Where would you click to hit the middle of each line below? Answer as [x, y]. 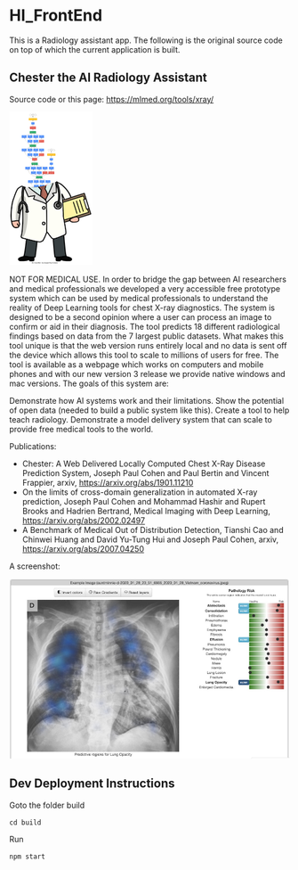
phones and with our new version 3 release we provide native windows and [148, 373]
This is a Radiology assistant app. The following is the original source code [146, 40]
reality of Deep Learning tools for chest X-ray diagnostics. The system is [142, 308]
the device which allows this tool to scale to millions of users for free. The [144, 355]
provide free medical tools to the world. [81, 429]
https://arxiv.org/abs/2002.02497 [83, 520]
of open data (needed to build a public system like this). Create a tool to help [149, 410]
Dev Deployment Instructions [92, 784]
